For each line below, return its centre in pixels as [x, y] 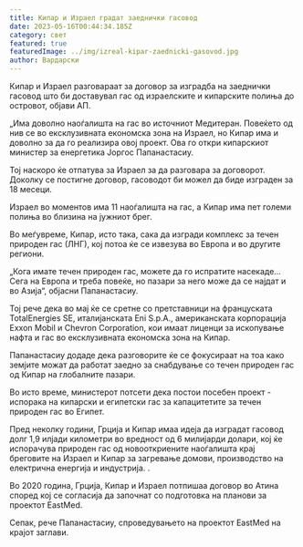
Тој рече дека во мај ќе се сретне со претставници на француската [141, 308]
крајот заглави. [39, 532]
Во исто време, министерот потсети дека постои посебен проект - [141, 392]
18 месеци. [31, 189]
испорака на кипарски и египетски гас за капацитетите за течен [136, 402]
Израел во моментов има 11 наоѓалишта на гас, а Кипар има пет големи [151, 207]
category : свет [38, 35]
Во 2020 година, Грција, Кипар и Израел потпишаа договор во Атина [144, 485]
